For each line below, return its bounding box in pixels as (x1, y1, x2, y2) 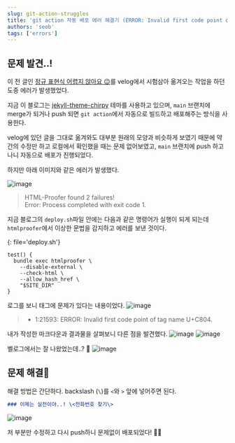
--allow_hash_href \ (20, 276, 80, 283)
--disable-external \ (20, 264, 83, 271)
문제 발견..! (7, 57, 53, 69)
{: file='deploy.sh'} (7, 238, 61, 246)
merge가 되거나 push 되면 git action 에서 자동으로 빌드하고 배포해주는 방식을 (7, 110, 220, 118)
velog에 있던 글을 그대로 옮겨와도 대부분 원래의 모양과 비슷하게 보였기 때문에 (7, 134, 215, 142)
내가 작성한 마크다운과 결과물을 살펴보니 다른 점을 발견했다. (7, 330, 168, 338)
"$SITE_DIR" (20, 282, 55, 289)
